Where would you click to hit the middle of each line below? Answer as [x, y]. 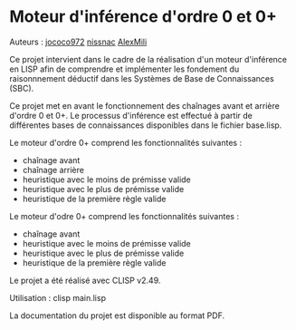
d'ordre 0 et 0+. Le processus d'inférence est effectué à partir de [131, 115]
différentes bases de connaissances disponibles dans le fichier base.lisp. [146, 125]
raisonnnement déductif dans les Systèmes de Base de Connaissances [142, 78]
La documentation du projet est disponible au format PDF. [117, 315]
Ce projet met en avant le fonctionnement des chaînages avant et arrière [145, 105]
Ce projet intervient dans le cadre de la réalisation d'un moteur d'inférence [148, 59]
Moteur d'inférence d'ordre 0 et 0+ [143, 17]
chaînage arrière [53, 170]
